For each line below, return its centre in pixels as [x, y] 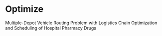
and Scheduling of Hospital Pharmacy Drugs [51, 28]
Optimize [24, 9]
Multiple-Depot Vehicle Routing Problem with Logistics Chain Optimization [81, 23]
